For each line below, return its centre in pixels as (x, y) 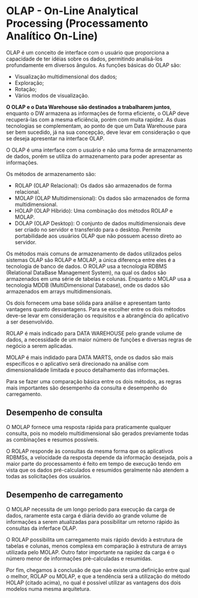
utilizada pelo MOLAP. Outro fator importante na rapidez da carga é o (90, 552)
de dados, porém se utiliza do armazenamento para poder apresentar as (94, 156)
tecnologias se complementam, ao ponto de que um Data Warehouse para (97, 126)
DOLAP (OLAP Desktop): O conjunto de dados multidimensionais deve (100, 223)
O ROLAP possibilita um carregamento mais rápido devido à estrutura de (95, 539)
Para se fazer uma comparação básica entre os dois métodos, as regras (94, 381)
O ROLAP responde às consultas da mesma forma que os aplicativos (90, 451)
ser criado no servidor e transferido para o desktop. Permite (88, 229)
